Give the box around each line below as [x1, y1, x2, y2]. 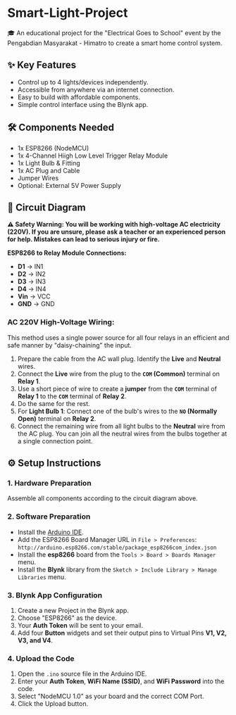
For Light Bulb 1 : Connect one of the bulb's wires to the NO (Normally [17, 407, 218, 415]
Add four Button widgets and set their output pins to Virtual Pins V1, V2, [17, 628, 227, 637]
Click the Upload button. [17, 700, 89, 708]
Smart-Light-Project [7, 5, 128, 21]
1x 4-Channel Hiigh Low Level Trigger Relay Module [17, 151, 168, 160]
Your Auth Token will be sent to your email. [17, 621, 144, 629]
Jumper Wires [17, 174, 59, 182]
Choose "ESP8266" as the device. [17, 614, 118, 622]
